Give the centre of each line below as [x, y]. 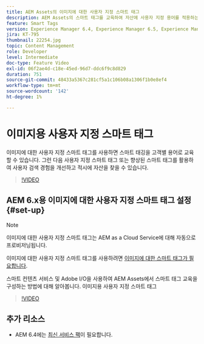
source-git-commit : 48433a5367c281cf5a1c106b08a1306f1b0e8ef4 [87, 80]
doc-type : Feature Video [38, 63]
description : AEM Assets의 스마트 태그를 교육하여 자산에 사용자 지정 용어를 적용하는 [103, 18]
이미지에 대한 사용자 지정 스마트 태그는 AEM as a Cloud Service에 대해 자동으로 [101, 237]
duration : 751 [24, 74]
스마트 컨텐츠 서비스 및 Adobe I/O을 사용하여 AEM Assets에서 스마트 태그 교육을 [102, 278]
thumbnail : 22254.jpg [34, 40]
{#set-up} [26, 210]
